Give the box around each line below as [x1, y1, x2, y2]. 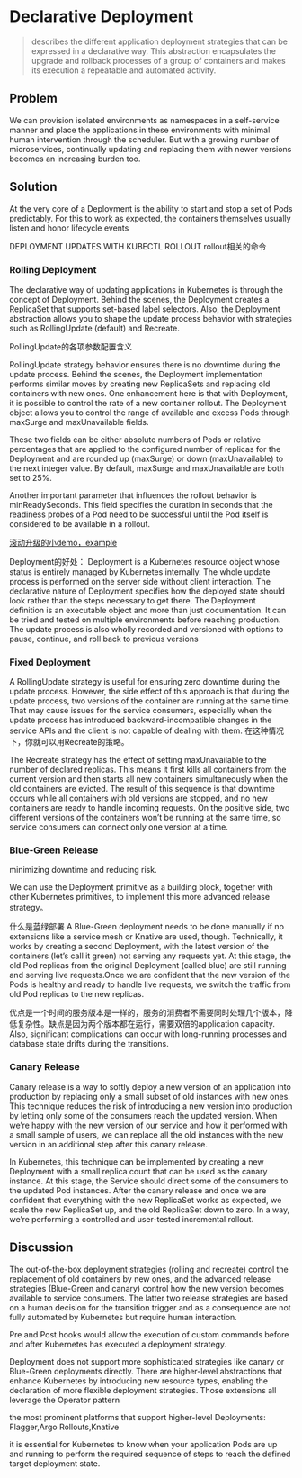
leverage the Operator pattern [9, 1394, 120, 1405]
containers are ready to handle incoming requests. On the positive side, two [9, 802, 290, 813]
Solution [9, 179, 58, 195]
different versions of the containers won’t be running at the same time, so [9, 812, 281, 823]
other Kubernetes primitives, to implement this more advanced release [9, 892, 271, 902]
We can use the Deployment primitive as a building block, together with [9, 882, 274, 893]
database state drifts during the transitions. [9, 1038, 169, 1049]
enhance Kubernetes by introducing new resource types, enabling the [9, 1375, 268, 1386]
